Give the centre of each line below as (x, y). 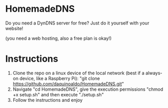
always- (154, 73)
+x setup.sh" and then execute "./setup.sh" (58, 94)
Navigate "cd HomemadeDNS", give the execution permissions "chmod (88, 89)
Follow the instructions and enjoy (48, 100)
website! (14, 28)
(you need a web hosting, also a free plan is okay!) (58, 38)
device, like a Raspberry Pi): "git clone (60, 78)
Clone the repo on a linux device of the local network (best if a (79, 73)
